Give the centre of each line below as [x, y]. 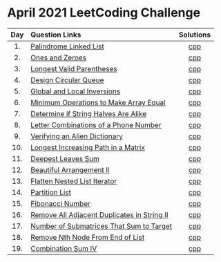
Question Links [56, 35]
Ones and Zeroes [59, 57]
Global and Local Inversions [76, 91]
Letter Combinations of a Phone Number [96, 124]
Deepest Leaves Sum [65, 158]
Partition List [51, 192]
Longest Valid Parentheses [74, 68]
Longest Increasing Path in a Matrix [88, 147]
